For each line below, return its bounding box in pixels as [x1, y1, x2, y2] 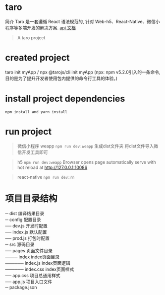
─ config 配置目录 [5, 217, 41, 222]
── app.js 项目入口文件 [5, 279, 53, 285]
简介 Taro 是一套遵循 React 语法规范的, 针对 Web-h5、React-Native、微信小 [5, 18, 160, 24]
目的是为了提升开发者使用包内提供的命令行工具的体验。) [5, 75, 118, 81]
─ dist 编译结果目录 [5, 210, 45, 216]
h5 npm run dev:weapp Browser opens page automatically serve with [17, 159, 156, 165]
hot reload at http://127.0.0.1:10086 [17, 164, 88, 170]
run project [5, 126, 52, 137]
